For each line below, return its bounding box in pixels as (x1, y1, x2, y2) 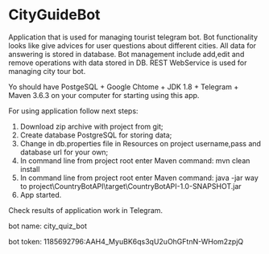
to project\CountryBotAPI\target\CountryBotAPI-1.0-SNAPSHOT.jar (19, 181, 242, 190)
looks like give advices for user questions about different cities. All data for (8, 40, 256, 50)
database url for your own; (19, 147, 109, 157)
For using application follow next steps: (8, 106, 139, 116)
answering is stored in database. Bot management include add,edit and (8, 49, 245, 59)
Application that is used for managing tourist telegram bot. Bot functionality (8, 32, 259, 42)
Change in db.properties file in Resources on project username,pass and (19, 138, 262, 148)
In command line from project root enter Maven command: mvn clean (19, 155, 250, 166)
